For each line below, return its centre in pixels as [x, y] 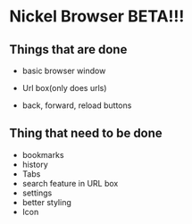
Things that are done [68, 50]
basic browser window [64, 71]
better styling [46, 202]
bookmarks [43, 154]
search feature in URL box [70, 183]
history [35, 164]
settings [37, 193]
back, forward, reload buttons [77, 105]
